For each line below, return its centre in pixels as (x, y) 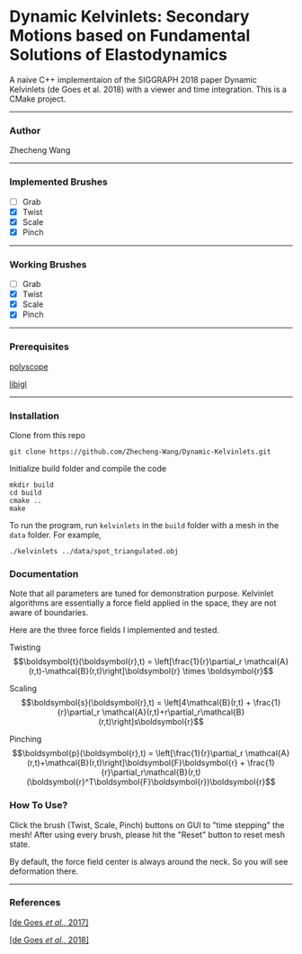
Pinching (26, 739)
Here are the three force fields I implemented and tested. (115, 630)
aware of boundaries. (49, 613)
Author (25, 130)
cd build (26, 492)
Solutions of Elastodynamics (118, 55)
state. (20, 844)
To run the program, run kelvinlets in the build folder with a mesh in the (144, 525)
